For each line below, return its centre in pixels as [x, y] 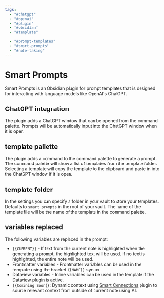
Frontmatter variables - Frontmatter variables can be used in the [77, 264]
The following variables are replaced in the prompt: [57, 239]
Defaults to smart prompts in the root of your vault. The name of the [73, 206]
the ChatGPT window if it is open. [39, 174]
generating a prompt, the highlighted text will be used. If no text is [79, 254]
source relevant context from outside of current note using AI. [74, 290]
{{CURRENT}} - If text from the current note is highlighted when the [79, 248]
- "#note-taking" [27, 50]
